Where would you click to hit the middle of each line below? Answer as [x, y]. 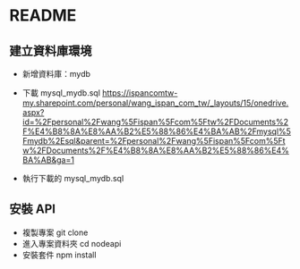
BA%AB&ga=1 [48, 160]
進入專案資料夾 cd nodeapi [72, 243]
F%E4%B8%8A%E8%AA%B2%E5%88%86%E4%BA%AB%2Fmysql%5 [156, 131]
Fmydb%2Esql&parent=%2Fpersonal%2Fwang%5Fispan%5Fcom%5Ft [154, 141]
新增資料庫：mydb [56, 74]
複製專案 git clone [55, 232]
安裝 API [33, 210]
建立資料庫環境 [51, 50]
